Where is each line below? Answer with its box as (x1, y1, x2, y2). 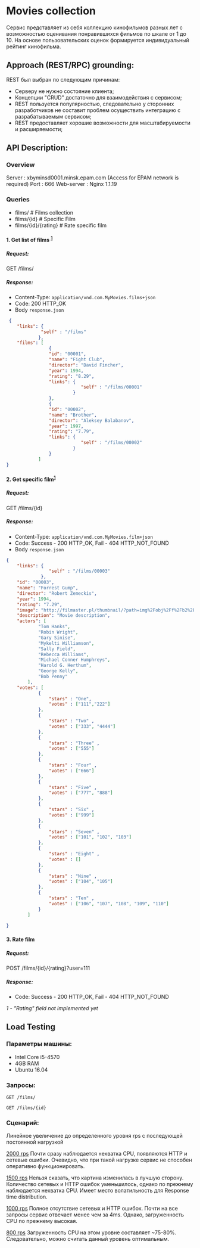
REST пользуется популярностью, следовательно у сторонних (14, 100, 174, 107)
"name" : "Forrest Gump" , (17, 585, 79, 591)
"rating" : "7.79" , (48, 429, 95, 434)
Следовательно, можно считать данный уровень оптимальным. (6, 1235, 170, 1243)
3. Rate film (6, 936, 35, 943)
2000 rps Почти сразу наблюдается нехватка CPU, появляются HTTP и (6, 1150, 187, 1157)
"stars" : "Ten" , (48, 895, 95, 901)
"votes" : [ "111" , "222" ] (48, 701, 111, 707)
